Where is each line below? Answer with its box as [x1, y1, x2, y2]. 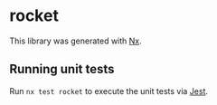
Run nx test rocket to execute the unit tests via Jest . [9, 85, 209, 96]
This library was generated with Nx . [9, 35, 142, 46]
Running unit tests [9, 62, 115, 77]
